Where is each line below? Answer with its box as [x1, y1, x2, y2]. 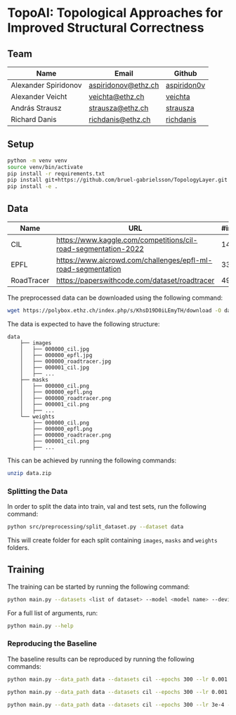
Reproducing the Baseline [7, 639, 97, 648]
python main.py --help [7, 622, 74, 629]
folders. [7, 543, 29, 552]
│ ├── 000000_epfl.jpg [20, 352, 93, 359]
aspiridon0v [166, 81, 206, 90]
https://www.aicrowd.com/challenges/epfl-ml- [55, 255, 213, 265]
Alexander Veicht [11, 92, 67, 101]
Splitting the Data [7, 486, 68, 496]
